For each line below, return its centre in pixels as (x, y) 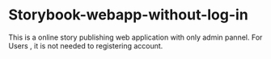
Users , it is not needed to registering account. (86, 45)
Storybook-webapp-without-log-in (128, 15)
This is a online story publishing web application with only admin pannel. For (135, 37)
